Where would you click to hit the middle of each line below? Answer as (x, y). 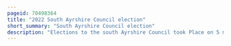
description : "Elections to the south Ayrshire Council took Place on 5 (113, 32)
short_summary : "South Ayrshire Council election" (81, 26)
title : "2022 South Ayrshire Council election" (77, 20)
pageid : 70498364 (32, 13)
